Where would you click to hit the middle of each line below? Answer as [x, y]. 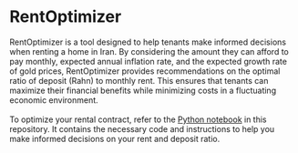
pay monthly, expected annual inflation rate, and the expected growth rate [148, 61]
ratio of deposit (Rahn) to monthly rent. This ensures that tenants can [139, 80]
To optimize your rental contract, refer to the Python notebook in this [138, 119]
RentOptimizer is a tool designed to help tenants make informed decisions [148, 42]
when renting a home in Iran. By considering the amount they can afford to [149, 51]
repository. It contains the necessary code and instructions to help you [142, 128]
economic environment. [54, 100]
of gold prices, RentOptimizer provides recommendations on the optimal [145, 71]
